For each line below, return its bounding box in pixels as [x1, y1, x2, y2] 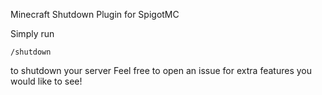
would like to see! [10, 75, 83, 87]
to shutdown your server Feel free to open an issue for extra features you [10, 65, 312, 76]
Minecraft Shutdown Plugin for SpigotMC [10, 9, 180, 20]
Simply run [10, 28, 55, 39]
